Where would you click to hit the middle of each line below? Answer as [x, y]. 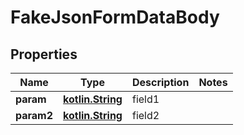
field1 [145, 99]
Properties [44, 54]
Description [160, 82]
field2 [145, 115]
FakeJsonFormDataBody [115, 17]
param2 [34, 115]
